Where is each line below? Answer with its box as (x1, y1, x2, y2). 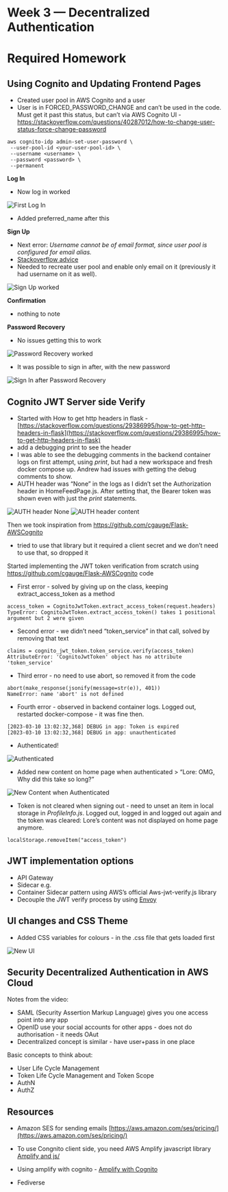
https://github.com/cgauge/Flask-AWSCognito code (7, 569, 154, 577)
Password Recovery (7, 323, 66, 332)
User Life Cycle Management (16, 1064, 100, 1073)
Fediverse (16, 1178, 46, 1187)
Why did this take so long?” (16, 775, 94, 783)
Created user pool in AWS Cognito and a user (16, 96, 146, 104)
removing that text (16, 634, 69, 642)
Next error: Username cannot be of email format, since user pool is (16, 241, 207, 249)
